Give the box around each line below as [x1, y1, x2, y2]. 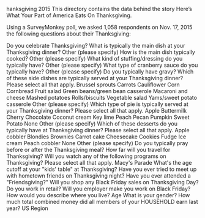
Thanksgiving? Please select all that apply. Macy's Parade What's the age [6, 159, 192, 166]
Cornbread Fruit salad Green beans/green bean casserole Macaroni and [6, 88, 188, 94]
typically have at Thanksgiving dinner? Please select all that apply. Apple [6, 127, 190, 133]
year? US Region [6, 205, 49, 212]
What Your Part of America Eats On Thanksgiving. [6, 12, 132, 19]
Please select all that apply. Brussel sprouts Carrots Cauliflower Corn [6, 81, 181, 88]
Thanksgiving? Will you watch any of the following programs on [6, 152, 166, 160]
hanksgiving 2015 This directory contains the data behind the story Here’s [6, 6, 193, 12]
